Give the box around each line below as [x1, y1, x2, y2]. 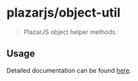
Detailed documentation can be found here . [6, 66, 132, 74]
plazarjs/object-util [6, 5, 121, 21]
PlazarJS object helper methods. [23, 28, 118, 36]
